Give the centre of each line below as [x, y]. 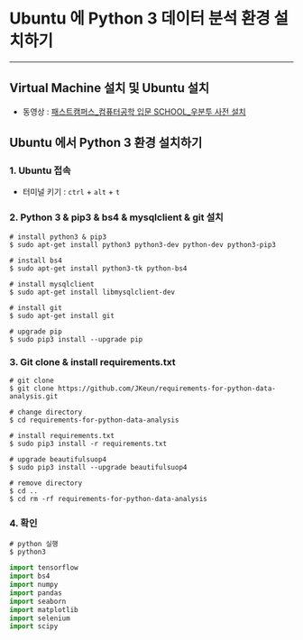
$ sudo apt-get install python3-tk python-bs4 [98, 268]
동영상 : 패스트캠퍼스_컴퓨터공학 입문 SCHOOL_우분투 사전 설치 [134, 111]
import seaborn [38, 601]
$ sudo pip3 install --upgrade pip [76, 339]
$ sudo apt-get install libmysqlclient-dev [92, 292]
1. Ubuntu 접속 [40, 170]
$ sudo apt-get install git [62, 315]
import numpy [34, 585]
